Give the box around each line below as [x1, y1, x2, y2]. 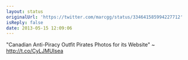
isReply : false [6, 19, 44, 25]
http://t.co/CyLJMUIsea [6, 48, 64, 55]
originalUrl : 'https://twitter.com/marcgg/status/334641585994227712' [6, 14, 183, 20]
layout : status [6, 8, 44, 15]
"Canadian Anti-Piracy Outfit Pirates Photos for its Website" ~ [6, 41, 155, 48]
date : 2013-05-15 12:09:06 [6, 25, 72, 31]
